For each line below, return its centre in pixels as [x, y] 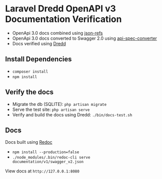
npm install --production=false [46, 152]
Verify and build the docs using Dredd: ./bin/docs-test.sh [72, 114]
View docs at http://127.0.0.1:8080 [42, 171]
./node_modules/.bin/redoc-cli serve [51, 158]
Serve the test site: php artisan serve [51, 109]
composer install [30, 72]
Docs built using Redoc [29, 142]
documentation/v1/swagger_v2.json [48, 162]
